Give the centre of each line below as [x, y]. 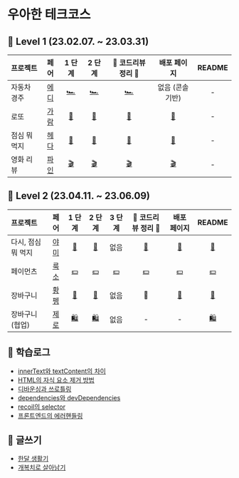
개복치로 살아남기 [42, 467]
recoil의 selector [42, 407]
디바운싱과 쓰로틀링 [44, 389]
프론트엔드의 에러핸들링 [50, 415]
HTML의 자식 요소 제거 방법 [56, 380]
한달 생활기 [33, 459]
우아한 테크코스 [49, 15]
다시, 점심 [26, 242]
